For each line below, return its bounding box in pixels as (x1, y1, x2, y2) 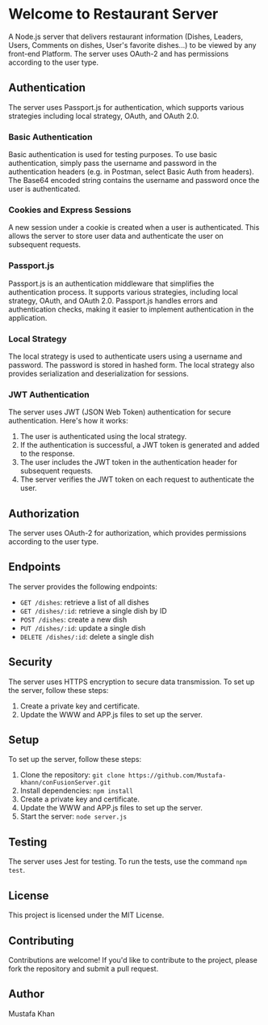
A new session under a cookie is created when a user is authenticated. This (8, 223, 260, 232)
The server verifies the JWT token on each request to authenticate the (19, 474, 254, 484)
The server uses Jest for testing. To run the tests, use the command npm (8, 857, 248, 866)
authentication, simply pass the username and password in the (8, 159, 217, 168)
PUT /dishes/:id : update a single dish (19, 623, 146, 632)
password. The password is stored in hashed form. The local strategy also (8, 359, 255, 369)
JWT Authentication (8, 389, 90, 400)
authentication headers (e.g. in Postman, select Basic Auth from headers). (8, 167, 254, 177)
